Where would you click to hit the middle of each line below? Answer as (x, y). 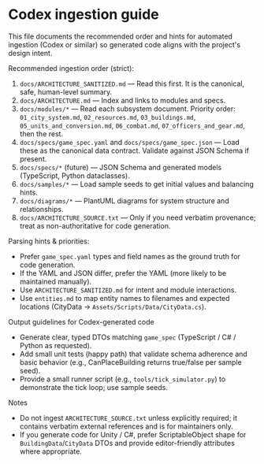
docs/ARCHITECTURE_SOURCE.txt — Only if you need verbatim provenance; (138, 217)
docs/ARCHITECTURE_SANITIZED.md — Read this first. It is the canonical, (132, 84)
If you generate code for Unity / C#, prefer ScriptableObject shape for (133, 434)
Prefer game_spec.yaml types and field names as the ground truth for (130, 256)
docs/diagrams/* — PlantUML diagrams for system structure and (125, 200)
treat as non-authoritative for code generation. (95, 225)
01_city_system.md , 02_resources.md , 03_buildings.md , (108, 117)
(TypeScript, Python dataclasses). (74, 176)
